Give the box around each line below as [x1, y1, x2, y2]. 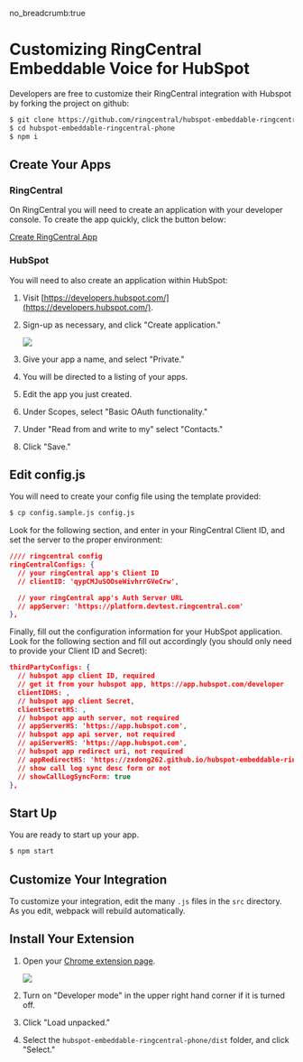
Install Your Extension [9, 931, 135, 947]
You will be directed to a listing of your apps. [22, 371, 188, 382]
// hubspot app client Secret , [17, 697, 135, 706]
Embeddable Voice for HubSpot [9, 59, 250, 79]
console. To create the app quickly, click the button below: [9, 214, 227, 225]
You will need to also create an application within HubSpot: [9, 274, 228, 285]
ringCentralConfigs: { [9, 560, 95, 569]
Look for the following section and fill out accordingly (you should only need [9, 636, 292, 647]
